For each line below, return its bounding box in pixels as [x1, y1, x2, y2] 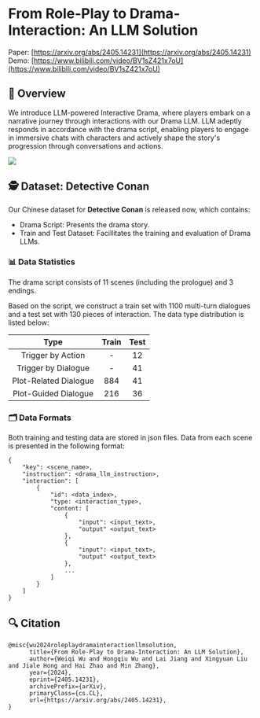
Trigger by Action [20, 349, 86, 360]
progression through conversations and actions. [8, 141, 163, 150]
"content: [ [49, 505, 90, 513]
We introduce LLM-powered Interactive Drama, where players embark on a [8, 108, 251, 117]
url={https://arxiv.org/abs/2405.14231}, [28, 696, 167, 704]
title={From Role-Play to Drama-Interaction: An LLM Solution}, [28, 648, 244, 656]
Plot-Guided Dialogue [13, 388, 94, 399]
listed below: [8, 318, 49, 327]
